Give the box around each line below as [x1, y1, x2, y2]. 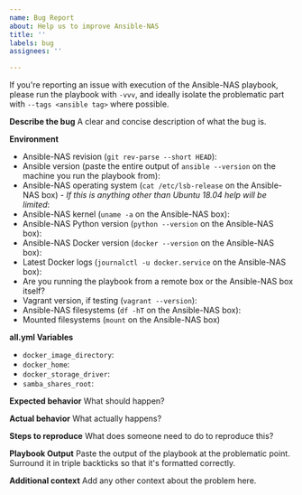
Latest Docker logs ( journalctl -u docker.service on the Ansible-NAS [22, 257, 287, 267]
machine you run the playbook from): [22, 171, 160, 182]
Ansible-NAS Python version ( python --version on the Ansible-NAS [22, 219, 274, 229]
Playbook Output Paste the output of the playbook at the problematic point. [9, 448, 290, 459]
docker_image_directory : [22, 350, 114, 360]
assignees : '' [9, 47, 63, 56]
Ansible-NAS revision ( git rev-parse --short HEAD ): [22, 151, 218, 163]
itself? [22, 285, 45, 296]
